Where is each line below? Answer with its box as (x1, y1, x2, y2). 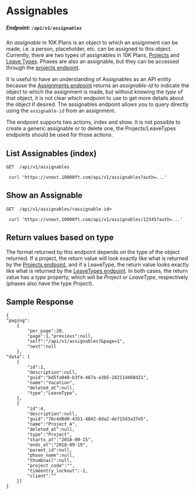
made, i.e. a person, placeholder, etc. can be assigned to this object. (6, 46, 172, 53)
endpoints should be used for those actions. (6, 131, 113, 139)
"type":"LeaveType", (27, 390, 78, 396)
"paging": (6, 318, 31, 324)
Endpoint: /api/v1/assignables (6, 24, 82, 31)
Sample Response (6, 297, 74, 307)
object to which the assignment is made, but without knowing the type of (6, 88, 183, 95)
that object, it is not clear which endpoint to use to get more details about (6, 95, 184, 102)
